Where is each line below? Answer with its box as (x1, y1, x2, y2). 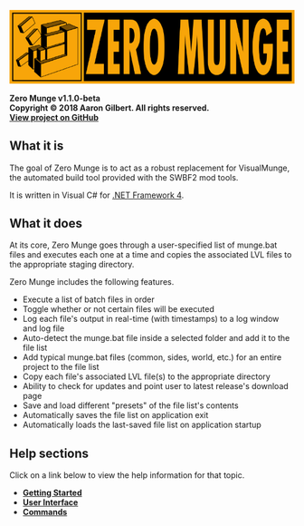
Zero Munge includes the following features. (9, 277, 175, 287)
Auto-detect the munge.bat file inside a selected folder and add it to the (22, 333, 290, 344)
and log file (22, 323, 65, 334)
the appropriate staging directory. (9, 259, 135, 270)
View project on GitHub (9, 112, 100, 122)
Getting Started (22, 487, 83, 499)
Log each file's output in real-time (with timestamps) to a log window (22, 314, 280, 325)
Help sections (9, 445, 89, 461)
